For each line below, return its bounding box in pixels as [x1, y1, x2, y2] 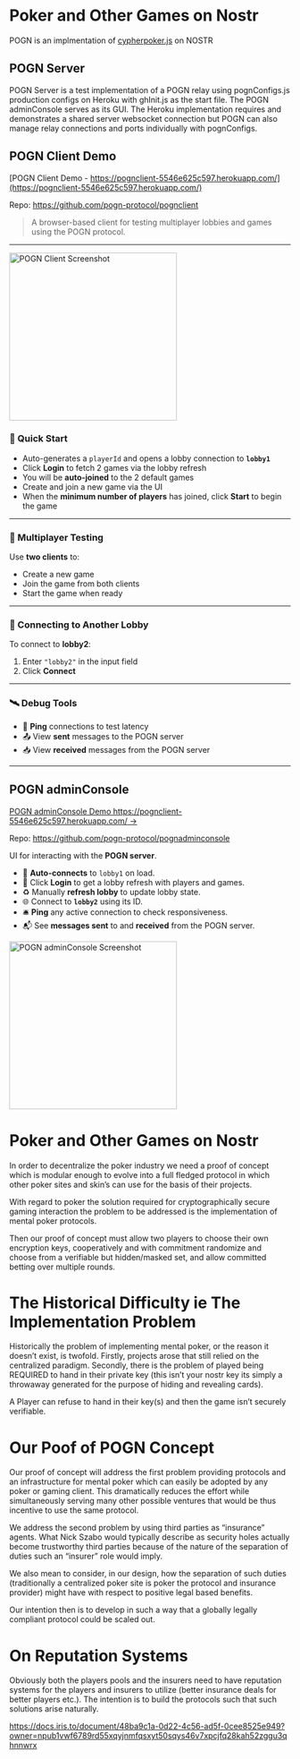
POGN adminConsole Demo [9, 806, 112, 816]
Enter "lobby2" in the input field [21, 656, 138, 667]
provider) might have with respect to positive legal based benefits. [9, 1587, 253, 1598]
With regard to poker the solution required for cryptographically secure [9, 1196, 271, 1207]
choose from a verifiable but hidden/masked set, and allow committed [9, 1251, 267, 1262]
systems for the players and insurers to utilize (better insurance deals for [9, 1685, 277, 1695]
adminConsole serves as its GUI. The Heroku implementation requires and [9, 104, 282, 115]
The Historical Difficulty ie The [9, 1293, 241, 1312]
